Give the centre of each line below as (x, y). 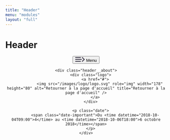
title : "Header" (23, 10)
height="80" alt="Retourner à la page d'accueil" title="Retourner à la (86, 88)
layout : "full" (22, 19)
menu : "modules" (23, 15)
